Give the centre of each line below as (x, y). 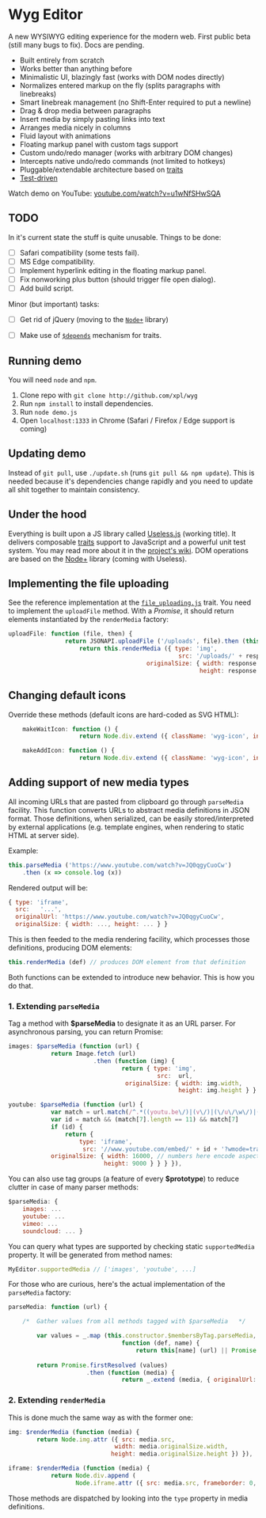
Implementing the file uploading (89, 584)
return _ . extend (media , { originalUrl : (189, 1380)
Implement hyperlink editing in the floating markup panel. (113, 270)
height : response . (230, 670)
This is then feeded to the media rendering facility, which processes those (129, 939)
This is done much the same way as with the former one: (101, 1417)
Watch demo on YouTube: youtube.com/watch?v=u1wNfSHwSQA (115, 193)
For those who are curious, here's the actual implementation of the (117, 1285)
